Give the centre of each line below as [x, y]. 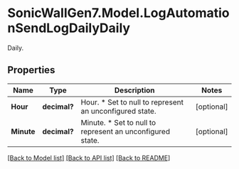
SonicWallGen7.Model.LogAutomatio [118, 13]
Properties [31, 70]
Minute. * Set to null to [118, 122]
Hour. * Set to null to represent [132, 102]
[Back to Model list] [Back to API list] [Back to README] [89, 158]
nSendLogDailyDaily [69, 28]
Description [134, 90]
